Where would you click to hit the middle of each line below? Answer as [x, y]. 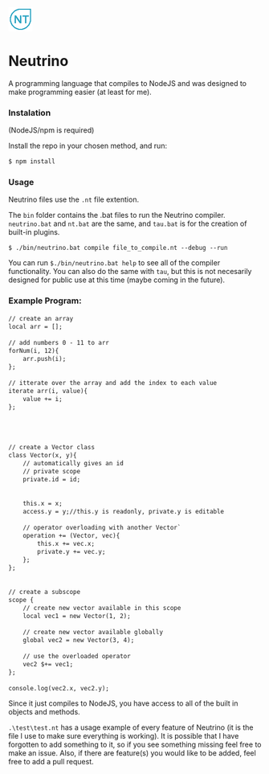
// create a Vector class [51, 447]
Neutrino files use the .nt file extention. [73, 199]
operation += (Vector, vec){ [71, 535]
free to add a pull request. [51, 761]
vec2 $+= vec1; [48, 664]
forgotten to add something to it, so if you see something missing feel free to [135, 744]
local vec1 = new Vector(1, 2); [77, 616]
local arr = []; [35, 326]
